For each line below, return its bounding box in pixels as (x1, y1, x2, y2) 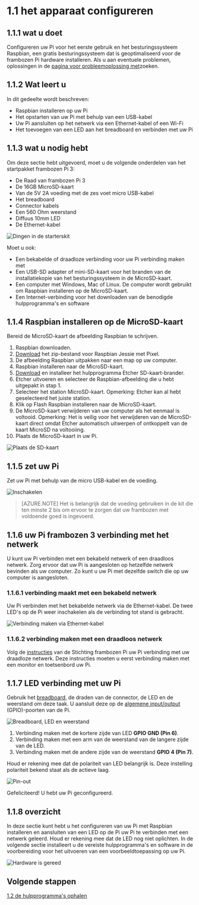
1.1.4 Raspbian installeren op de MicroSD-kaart (7, 317, 184, 327)
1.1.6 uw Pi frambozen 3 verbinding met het (7, 530, 169, 540)
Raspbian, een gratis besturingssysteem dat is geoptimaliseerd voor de (7, 50, 181, 57)
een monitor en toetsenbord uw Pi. (7, 661, 91, 668)
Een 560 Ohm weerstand (15, 208, 77, 215)
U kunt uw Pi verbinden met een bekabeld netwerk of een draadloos (7, 555, 174, 562)
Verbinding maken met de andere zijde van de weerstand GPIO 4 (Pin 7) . (15, 749, 194, 756)
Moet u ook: (7, 244, 36, 251)
